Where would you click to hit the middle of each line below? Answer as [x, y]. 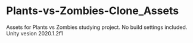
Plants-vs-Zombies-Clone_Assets [93, 11]
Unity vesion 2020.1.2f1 [35, 33]
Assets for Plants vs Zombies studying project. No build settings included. [97, 27]
